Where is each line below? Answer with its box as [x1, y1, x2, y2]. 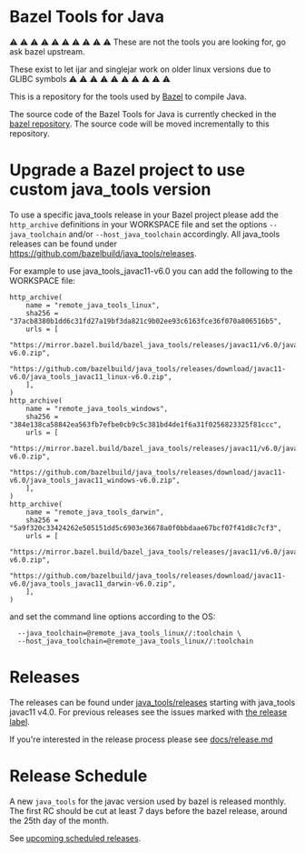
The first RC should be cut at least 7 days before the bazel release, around [9, 805, 288, 816]
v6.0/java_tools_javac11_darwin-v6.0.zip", [9, 579, 177, 588]
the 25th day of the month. [9, 815, 109, 826]
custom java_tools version [9, 179, 212, 200]
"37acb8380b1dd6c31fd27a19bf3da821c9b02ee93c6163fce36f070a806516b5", [9, 316, 282, 326]
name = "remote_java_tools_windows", [25, 404, 169, 413]
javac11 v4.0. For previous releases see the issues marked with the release [9, 707, 288, 718]
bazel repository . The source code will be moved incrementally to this [9, 118, 270, 129]
